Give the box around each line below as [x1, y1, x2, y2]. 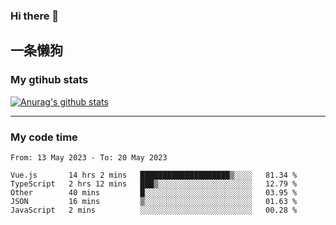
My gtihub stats [10, 73, 89, 87]
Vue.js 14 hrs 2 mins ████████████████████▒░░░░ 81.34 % [10, 170, 298, 180]
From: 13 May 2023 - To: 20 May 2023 [10, 152, 168, 163]
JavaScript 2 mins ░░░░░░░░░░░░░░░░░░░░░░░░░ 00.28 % [10, 205, 298, 215]
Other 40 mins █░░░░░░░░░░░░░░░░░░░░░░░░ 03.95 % [10, 187, 298, 198]
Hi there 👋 [10, 9, 60, 23]
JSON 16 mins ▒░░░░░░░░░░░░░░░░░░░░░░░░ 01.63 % [10, 196, 298, 206]
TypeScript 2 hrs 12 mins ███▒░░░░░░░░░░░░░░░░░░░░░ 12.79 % [10, 179, 298, 189]
